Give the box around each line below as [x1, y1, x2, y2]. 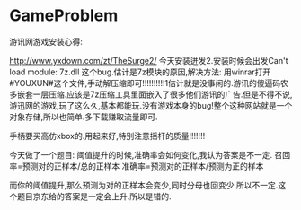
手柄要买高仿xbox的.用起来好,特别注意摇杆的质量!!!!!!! [9, 130, 206, 141]
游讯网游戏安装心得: [9, 36, 84, 47]
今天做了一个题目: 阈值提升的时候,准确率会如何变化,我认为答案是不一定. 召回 [9, 149, 291, 160]
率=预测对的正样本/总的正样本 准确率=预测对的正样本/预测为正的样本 [9, 161, 264, 171]
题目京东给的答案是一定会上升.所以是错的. [16, 190, 173, 202]
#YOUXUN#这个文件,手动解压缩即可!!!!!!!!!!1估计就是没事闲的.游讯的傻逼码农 [9, 77, 289, 88]
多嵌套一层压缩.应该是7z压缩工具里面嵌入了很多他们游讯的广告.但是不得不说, [9, 89, 293, 100]
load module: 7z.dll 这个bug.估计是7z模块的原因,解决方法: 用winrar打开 [9, 66, 271, 77]
